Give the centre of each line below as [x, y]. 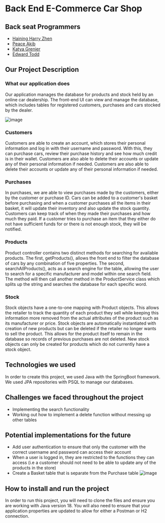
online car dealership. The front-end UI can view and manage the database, [82, 99]
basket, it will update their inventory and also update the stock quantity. [78, 208]
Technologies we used [40, 365]
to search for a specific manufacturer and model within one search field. [78, 274]
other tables [24, 420]
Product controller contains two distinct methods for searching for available [82, 253]
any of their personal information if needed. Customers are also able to [77, 164]
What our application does [37, 84]
